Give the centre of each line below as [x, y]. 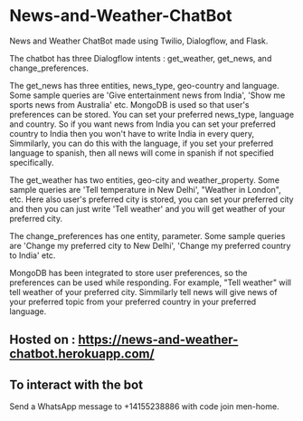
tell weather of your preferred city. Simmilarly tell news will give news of [143, 292]
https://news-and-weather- [158, 340]
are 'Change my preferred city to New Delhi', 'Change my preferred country [150, 245]
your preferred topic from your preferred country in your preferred [133, 301]
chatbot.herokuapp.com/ [82, 354]
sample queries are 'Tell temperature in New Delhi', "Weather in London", [146, 189]
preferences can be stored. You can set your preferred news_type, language [152, 114]
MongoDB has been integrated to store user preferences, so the [128, 273]
